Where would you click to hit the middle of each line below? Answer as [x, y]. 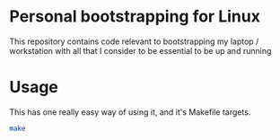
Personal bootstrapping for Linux [135, 17]
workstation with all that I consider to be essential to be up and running [140, 50]
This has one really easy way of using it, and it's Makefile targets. [130, 112]
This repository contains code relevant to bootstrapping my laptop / [134, 41]
